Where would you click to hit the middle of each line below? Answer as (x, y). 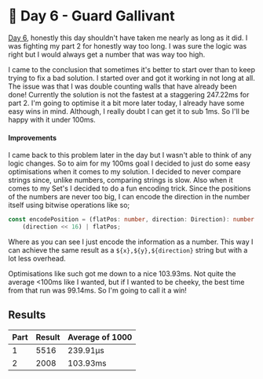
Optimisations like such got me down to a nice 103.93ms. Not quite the (122, 273)
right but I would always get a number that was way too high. (107, 54)
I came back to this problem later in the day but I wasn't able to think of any (130, 155)
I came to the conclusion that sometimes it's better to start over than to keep (132, 69)
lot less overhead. (37, 258)
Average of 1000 (100, 337)
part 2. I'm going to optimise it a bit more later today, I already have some (126, 103)
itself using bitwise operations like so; (69, 205)
